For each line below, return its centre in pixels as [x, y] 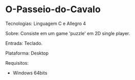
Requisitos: [17, 63]
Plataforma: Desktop [27, 53]
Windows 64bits [30, 73]
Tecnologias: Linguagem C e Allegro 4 [46, 23]
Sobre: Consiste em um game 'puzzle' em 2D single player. [68, 33]
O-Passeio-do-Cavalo [53, 9]
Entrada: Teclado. [24, 43]
